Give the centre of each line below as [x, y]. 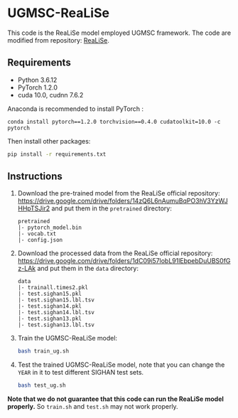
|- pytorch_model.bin [49, 228]
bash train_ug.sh [43, 351]
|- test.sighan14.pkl [49, 306]
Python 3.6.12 [37, 80]
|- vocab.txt [37, 234]
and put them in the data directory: [88, 269]
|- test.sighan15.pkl [49, 294]
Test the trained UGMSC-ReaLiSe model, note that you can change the [121, 365]
